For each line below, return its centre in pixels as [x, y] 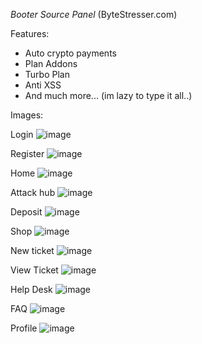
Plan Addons [51, 63]
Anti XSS [43, 85]
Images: [27, 115]
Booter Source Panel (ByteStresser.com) [94, 14]
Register [27, 153]
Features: [30, 33]
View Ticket [34, 270]
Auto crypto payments [70, 53]
